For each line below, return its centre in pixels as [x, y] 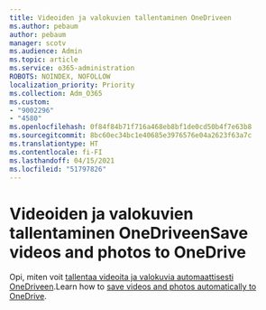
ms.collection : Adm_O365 [56, 93]
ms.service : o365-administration [72, 69]
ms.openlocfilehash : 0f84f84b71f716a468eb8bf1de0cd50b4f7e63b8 [131, 127]
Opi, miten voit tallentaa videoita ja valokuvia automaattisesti [122, 277]
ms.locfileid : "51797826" [58, 169]
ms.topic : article [44, 60]
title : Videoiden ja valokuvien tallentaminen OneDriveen [120, 18]
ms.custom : [30, 102]
